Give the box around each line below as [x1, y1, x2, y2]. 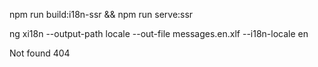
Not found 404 [9, 47, 71, 59]
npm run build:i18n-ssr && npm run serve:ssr [9, 9, 194, 20]
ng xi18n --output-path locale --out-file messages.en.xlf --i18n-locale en [9, 28, 309, 39]
